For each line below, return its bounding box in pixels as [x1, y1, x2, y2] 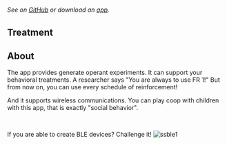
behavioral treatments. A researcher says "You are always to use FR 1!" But [7, 76, 220, 84]
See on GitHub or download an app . [7, 5, 110, 14]
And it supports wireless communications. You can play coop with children [7, 96, 219, 104]
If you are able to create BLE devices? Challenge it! [7, 131, 152, 139]
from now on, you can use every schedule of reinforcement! [7, 83, 178, 91]
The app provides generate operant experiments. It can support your [7, 69, 203, 77]
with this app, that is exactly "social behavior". [7, 104, 139, 112]
